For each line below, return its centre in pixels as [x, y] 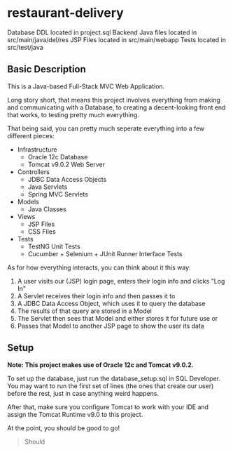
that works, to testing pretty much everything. [73, 114]
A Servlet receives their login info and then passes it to [96, 295]
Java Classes [47, 209]
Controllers [34, 172]
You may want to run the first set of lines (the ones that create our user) [111, 386]
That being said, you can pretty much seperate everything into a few [106, 128]
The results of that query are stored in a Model [85, 311]
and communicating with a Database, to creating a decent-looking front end [116, 107]
